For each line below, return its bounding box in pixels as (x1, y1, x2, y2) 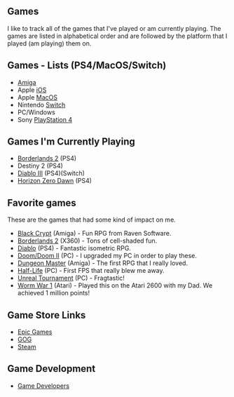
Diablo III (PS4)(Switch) (17, 169, 85, 177)
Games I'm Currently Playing (7, 136, 135, 148)
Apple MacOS (17, 93, 58, 101)
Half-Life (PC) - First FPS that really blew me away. (17, 267, 165, 275)
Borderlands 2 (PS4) (17, 154, 77, 163)
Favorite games (7, 196, 77, 209)
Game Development (7, 363, 96, 375)
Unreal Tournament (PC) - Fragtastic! (17, 274, 125, 283)
